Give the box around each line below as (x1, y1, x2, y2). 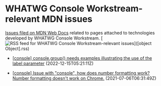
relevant (5, 13, 40, 25)
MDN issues (42, 13, 93, 25)
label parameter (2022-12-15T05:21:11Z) (12, 60, 94, 66)
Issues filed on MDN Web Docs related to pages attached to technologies (5, 30, 155, 36)
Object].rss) (5, 45, 30, 51)
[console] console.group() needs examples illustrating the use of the (12, 55, 152, 61)
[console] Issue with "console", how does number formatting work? (12, 70, 150, 76)
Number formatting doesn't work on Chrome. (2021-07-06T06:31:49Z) (12, 75, 157, 81)
